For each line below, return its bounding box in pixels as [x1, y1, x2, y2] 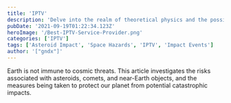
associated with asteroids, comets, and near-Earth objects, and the [7, 74, 197, 82]
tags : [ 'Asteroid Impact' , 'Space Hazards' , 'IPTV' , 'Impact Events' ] [7, 42, 214, 48]
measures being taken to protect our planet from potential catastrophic [7, 81, 208, 89]
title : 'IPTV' [7, 10, 48, 17]
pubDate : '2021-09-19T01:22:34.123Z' [7, 23, 115, 29]
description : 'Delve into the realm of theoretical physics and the [7, 16, 208, 23]
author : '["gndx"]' [7, 48, 63, 55]
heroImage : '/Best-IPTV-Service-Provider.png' [7, 29, 143, 36]
